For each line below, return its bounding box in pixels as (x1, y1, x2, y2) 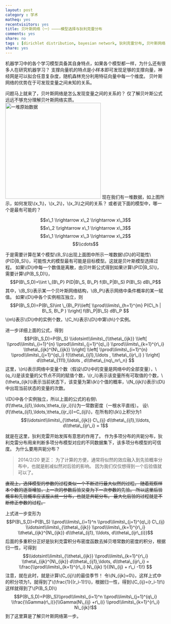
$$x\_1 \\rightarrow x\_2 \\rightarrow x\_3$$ (40, 217, 131, 223)
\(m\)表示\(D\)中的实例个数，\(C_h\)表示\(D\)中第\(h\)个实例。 (5, 316, 133, 322)
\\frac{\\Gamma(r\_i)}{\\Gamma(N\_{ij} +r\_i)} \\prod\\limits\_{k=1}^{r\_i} (11, 599, 160, 605)
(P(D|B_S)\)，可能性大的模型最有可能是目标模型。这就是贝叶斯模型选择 (5, 258, 154, 264)
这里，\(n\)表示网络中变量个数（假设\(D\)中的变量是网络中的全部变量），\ (5, 366, 157, 372)
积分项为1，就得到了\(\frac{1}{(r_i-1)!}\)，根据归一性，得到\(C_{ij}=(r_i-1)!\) (9, 578, 165, 585)
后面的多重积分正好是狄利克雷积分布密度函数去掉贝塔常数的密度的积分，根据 (5, 538, 166, 544)
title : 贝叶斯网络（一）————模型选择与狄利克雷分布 (5, 27, 103, 32)
